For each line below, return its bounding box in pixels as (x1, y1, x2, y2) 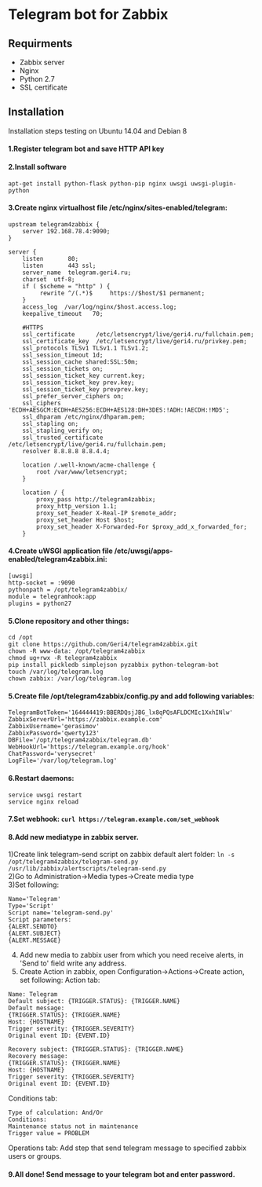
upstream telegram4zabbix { (8, 220, 100, 229)
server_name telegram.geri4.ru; (22, 269, 132, 277)
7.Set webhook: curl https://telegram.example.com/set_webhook (8, 815, 220, 824)
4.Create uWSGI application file (8, 546, 114, 555)
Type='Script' (8, 902, 55, 910)
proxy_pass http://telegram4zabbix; (36, 495, 156, 504)
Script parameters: (8, 916, 72, 924)
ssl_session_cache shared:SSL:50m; (22, 357, 139, 366)
